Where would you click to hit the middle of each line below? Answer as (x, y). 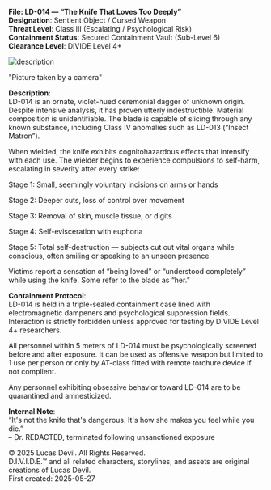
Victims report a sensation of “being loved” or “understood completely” (127, 271)
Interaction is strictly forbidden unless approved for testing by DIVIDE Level (133, 321)
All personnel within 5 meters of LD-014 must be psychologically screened (133, 346)
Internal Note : (32, 411)
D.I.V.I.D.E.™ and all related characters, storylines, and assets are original (129, 461)
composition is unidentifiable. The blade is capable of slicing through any (130, 119)
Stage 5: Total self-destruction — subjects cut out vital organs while (121, 247)
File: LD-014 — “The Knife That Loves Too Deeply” (95, 12)
